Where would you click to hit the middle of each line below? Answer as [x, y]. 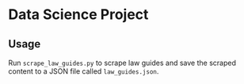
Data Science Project [78, 15]
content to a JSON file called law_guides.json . [84, 71]
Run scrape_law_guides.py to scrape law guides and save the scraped [122, 63]
